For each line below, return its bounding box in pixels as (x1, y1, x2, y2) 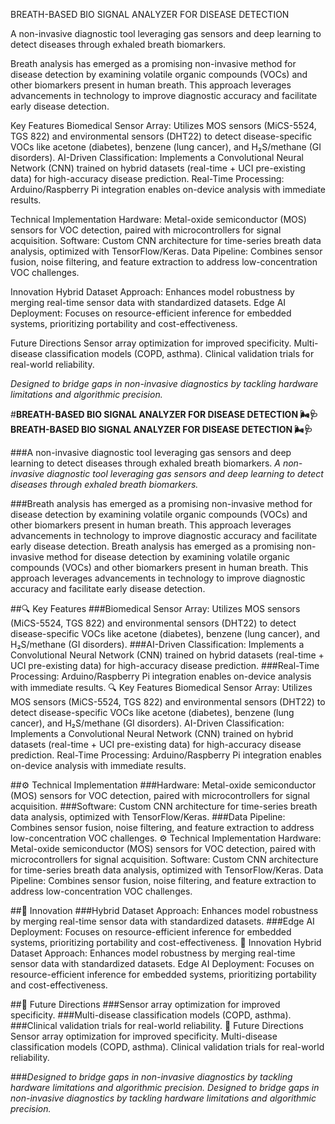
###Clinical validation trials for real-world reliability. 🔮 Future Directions (10, 1020, 304, 1031)
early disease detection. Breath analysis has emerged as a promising (10, 540, 295, 552)
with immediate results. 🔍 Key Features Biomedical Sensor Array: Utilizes (10, 682, 313, 693)
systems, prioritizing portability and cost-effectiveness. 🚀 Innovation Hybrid (10, 937, 322, 948)
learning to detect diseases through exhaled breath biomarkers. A (10, 457, 281, 469)
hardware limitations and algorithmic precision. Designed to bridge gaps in (10, 1082, 320, 1093)
